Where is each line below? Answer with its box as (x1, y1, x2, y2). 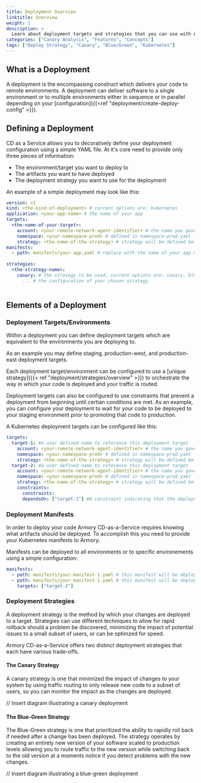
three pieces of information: (6, 152, 75, 159)
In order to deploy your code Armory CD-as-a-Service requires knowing (6, 524, 184, 531)
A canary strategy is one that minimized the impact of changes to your (6, 675, 180, 682)
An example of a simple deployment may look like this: (6, 188, 141, 195)
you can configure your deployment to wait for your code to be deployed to (6, 405, 192, 412)
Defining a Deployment (6, 124, 94, 134)
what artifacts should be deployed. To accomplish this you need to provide (6, 530, 190, 537)
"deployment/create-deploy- (109, 100, 180, 107)
